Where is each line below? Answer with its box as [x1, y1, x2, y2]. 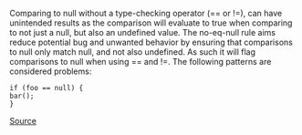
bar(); [9, 91, 35, 100]
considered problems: [9, 66, 92, 77]
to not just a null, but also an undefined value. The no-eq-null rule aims [9, 27, 276, 37]
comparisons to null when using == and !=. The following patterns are [9, 57, 272, 67]
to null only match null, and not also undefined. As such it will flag [9, 47, 256, 57]
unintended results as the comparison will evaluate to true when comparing [9, 17, 293, 28]
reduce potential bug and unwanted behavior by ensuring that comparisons [9, 36, 294, 47]
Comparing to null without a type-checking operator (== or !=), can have [9, 8, 283, 18]
